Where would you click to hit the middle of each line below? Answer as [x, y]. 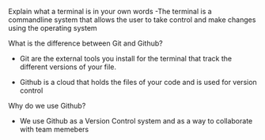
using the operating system [53, 28]
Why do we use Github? [47, 106]
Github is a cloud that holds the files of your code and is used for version [138, 82]
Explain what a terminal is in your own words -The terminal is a [110, 11]
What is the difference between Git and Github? [86, 43]
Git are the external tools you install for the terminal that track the [125, 59]
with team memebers [54, 129]
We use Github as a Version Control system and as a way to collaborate [136, 121]
